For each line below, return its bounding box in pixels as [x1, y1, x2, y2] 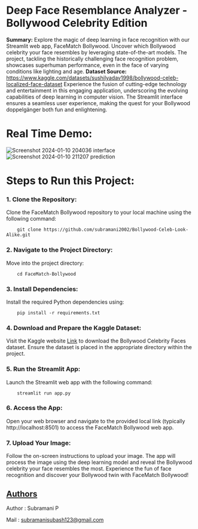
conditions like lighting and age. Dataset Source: [6, 68, 127, 75]
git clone [17, 227, 42, 233]
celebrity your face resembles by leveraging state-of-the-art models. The [6, 48, 187, 56]
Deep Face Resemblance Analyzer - [6, 4, 187, 17]
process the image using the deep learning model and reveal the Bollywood [6, 458, 193, 466]
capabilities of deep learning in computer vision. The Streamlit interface [6, 93, 183, 100]
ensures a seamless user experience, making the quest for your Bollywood [6, 99, 190, 106]
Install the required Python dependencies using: [6, 298, 124, 305]
